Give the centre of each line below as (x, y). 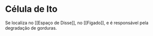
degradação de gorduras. (31, 28)
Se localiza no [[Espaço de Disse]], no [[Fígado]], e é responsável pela (77, 23)
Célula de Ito (31, 9)
